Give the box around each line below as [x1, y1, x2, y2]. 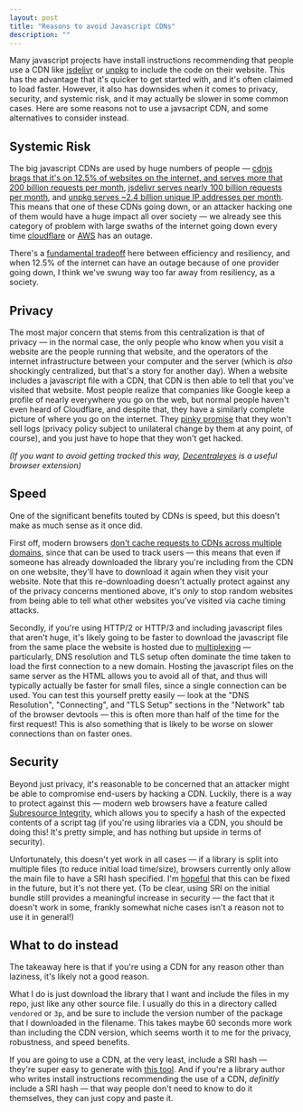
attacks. [9, 604, 40, 616]
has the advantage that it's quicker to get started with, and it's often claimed [9, 74, 294, 85]
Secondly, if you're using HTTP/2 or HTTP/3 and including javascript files [9, 622, 283, 633]
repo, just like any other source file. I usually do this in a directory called [9, 998, 278, 1010]
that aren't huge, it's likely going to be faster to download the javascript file [9, 631, 289, 643]
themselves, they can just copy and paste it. [9, 1093, 174, 1104]
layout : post [9, 13, 59, 23]
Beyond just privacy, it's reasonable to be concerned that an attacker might [9, 778, 289, 789]
